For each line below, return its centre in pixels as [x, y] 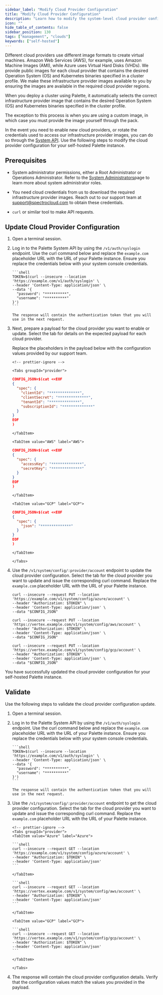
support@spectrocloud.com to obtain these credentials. [68, 202]
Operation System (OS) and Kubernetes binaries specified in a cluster [74, 75]
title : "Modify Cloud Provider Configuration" [53, 14]
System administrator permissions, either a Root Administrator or [77, 172]
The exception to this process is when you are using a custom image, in [77, 115]
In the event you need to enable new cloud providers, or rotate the [71, 130]
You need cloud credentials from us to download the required [73, 192]
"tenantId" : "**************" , [53, 402]
